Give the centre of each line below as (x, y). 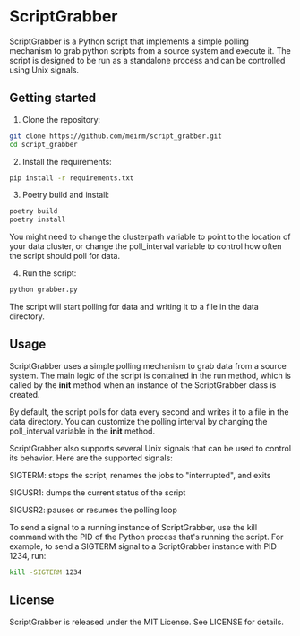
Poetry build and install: (66, 195)
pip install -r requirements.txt (72, 178)
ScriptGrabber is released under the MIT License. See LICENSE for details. (146, 622)
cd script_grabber (43, 144)
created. (25, 394)
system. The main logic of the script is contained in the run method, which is (150, 375)
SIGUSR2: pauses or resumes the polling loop (93, 510)
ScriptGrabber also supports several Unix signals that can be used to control (150, 448)
